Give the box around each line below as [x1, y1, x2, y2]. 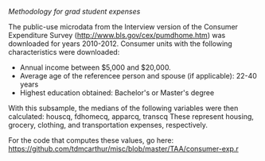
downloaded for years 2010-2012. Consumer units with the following [8, 39, 232, 48]
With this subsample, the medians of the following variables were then [8, 103, 239, 113]
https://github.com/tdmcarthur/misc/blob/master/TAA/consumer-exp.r [8, 144, 239, 153]
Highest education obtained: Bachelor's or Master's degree [19, 88, 215, 98]
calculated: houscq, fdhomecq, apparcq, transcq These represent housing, [8, 112, 255, 121]
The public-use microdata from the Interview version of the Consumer [8, 22, 239, 31]
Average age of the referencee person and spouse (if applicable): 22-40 [19, 71, 257, 80]
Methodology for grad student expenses [8, 7, 141, 16]
